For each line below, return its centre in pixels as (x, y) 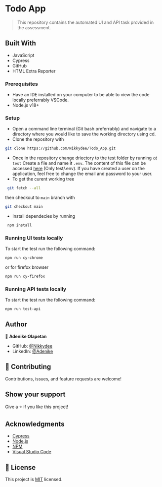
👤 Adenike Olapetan (26, 336)
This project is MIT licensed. (34, 480)
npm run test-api (23, 309)
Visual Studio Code (32, 452)
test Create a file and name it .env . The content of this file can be (79, 163)
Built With (20, 43)
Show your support (35, 395)
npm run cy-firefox (25, 276)
